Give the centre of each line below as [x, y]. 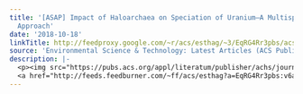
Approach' [36, 26]
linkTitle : [30, 43]
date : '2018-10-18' [46, 34]
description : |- [40, 59]
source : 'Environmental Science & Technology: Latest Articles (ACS [141, 51]
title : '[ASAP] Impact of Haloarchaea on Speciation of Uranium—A [137, 17]
